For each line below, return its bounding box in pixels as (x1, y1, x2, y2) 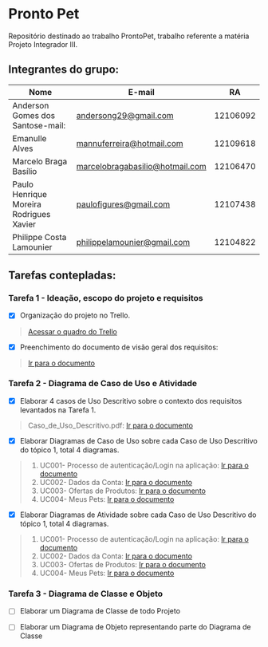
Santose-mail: (12, 120, 66, 131)
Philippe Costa (12, 231, 67, 243)
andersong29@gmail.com (76, 109, 174, 120)
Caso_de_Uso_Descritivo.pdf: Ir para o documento (27, 420, 194, 430)
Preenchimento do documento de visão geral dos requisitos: (19, 342, 219, 352)
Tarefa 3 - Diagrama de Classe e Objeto (8, 588, 164, 599)
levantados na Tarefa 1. (19, 404, 97, 415)
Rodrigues (12, 208, 51, 219)
